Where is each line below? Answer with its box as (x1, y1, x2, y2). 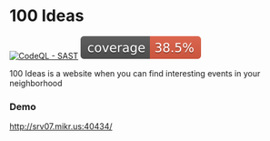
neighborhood (9, 77, 63, 88)
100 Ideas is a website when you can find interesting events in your (9, 67, 261, 78)
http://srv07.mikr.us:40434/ (9, 121, 113, 132)
